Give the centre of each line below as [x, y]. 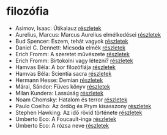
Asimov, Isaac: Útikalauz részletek [58, 28]
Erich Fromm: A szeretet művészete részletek [72, 54]
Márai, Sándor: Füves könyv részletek [62, 86]
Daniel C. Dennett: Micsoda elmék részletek [70, 48]
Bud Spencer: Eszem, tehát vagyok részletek [72, 41]
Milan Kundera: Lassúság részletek [59, 93]
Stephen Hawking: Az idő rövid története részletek [79, 112]
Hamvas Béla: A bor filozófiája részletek [65, 67]
